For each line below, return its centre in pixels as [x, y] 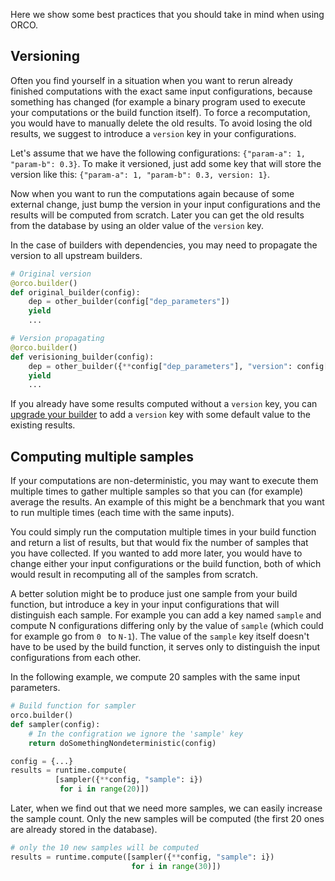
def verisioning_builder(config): [82, 357]
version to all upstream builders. [76, 255]
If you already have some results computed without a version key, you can [164, 404]
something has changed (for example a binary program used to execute [158, 101]
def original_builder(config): [75, 292]
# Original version [51, 274]
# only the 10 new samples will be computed [104, 848]
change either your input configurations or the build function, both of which [166, 564]
